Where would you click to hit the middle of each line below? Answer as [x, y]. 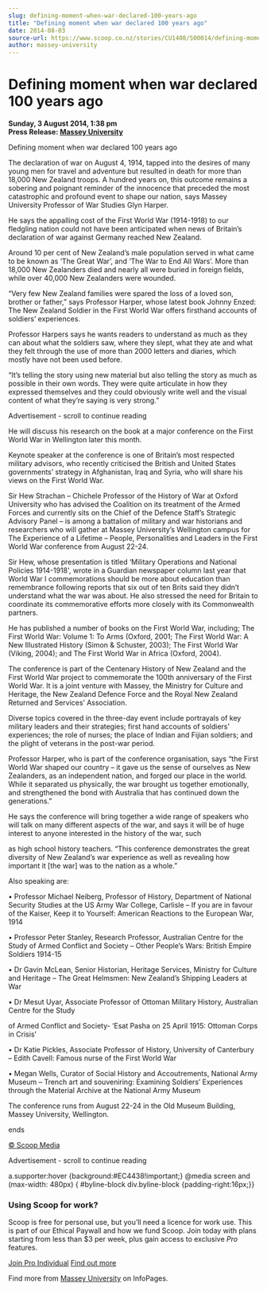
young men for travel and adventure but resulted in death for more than [125, 171]
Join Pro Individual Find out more [62, 1263]
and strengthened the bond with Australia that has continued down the [124, 793]
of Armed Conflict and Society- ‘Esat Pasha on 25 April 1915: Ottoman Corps [133, 1026]
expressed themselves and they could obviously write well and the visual [128, 392]
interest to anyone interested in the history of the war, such [105, 834]
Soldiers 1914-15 [35, 955]
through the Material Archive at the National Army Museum [104, 1091]
